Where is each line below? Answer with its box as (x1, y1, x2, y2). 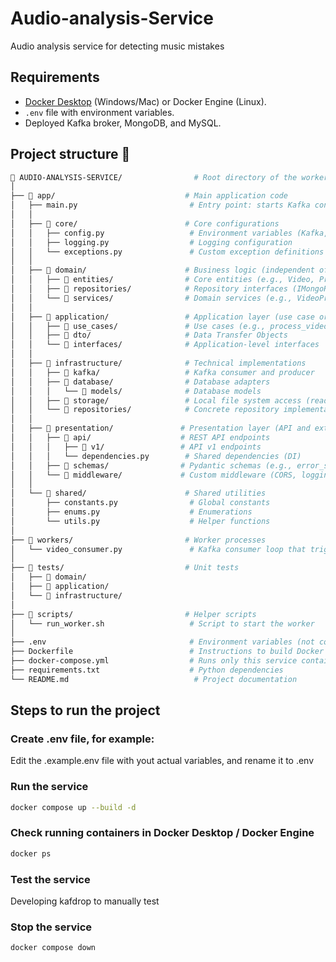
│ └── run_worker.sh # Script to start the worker (10, 618, 315, 629)
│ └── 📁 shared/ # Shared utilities (10, 488, 267, 499)
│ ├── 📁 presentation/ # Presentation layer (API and (10, 423, 311, 434)
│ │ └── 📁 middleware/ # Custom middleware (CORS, (10, 470, 298, 480)
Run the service (10, 780, 89, 794)
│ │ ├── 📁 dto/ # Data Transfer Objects (10, 330, 288, 341)
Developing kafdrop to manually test (10, 895, 160, 907)
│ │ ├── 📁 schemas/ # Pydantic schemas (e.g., (10, 460, 293, 471)
